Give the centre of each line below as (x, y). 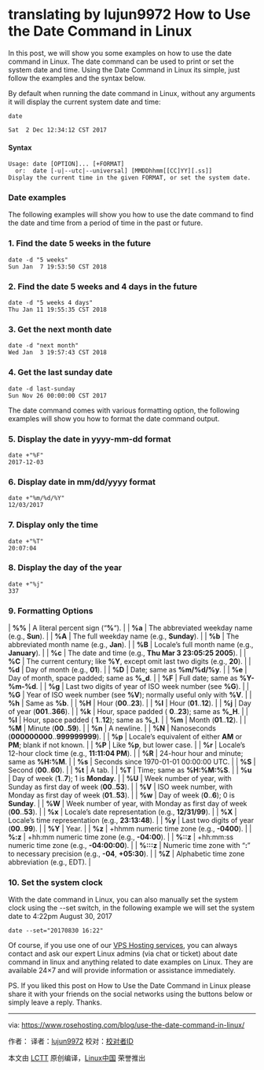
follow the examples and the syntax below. (77, 78)
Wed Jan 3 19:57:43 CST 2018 (58, 353)
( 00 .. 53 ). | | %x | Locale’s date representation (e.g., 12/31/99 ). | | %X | (123, 812)
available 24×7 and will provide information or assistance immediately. (122, 971)
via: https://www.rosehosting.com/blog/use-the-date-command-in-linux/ (126, 1025)
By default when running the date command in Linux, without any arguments (132, 93)
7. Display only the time (53, 525)
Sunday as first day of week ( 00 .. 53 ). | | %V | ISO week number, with (121, 787)
